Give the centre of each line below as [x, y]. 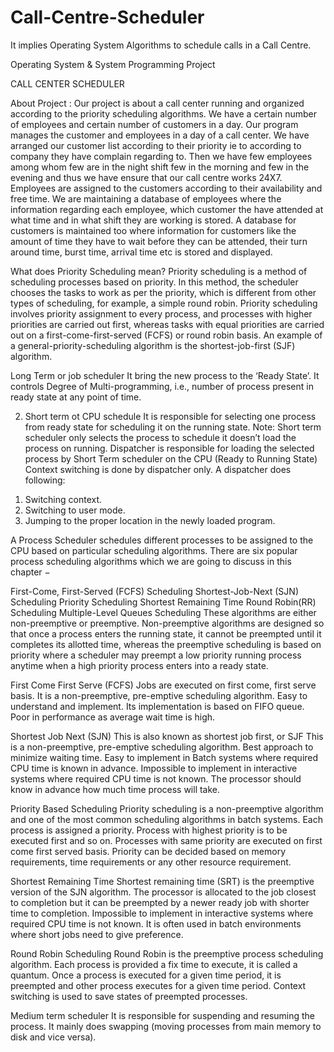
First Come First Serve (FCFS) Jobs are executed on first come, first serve [163, 685]
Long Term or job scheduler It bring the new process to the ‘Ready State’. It [165, 375]
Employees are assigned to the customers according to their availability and [166, 188]
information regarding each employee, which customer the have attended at [167, 209]
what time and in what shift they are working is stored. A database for [153, 220]
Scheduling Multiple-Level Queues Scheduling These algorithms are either [163, 612]
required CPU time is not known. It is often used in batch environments [156, 923]
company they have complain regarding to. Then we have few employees [161, 156]
